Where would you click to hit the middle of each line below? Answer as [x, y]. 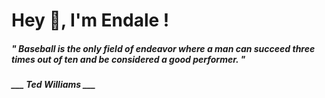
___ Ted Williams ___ [53, 85]
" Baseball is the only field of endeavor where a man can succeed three [163, 48]
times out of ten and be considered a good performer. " [128, 59]
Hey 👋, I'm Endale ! [90, 20]
